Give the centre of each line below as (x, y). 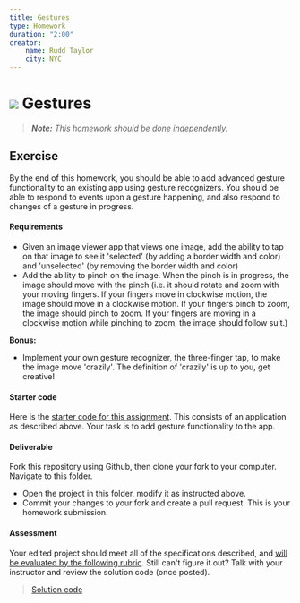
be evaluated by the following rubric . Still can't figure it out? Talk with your (146, 562)
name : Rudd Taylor (60, 51)
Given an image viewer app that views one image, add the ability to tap (153, 246)
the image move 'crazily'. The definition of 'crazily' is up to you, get (146, 367)
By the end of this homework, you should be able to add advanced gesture (147, 178)
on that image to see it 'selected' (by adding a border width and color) (151, 256)
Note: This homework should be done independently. (129, 128)
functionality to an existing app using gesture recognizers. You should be (144, 187)
